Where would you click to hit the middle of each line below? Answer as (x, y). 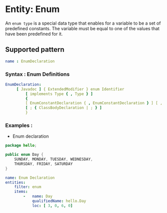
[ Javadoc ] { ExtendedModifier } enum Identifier (70, 89)
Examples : (19, 125)
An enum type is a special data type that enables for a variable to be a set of (83, 23)
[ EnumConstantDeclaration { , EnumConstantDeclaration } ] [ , (94, 103)
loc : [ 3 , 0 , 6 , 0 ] (52, 205)
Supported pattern (35, 49)
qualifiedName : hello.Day (59, 201)
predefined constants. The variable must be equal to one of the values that (82, 28)
